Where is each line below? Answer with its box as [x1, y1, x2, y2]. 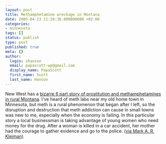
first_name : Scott [10, 72, 49, 77]
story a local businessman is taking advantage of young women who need [5, 117, 159, 123]
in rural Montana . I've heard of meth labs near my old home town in [5, 96, 144, 102]
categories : [5, 21, 30, 26]
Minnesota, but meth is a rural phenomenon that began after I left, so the [5, 101, 155, 107]
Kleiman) [5, 133, 24, 139]
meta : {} [5, 49, 24, 54]
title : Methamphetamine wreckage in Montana [5, 12, 100, 17]
